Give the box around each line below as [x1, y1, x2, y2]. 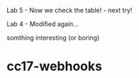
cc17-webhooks [6, 58, 102, 74]
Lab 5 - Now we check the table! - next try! [6, 6, 133, 14]
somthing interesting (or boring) [6, 33, 100, 42]
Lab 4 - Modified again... [6, 20, 79, 28]
